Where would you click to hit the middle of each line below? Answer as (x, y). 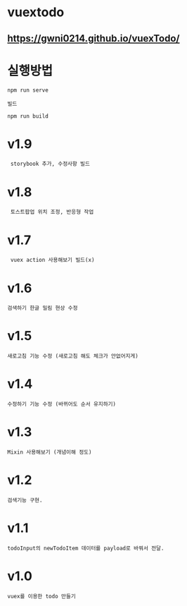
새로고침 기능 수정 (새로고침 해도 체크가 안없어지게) (73, 356)
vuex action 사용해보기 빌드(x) (52, 260)
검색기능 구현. (25, 501)
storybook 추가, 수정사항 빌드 (50, 164)
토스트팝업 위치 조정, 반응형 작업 (52, 212)
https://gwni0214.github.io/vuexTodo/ (93, 38)
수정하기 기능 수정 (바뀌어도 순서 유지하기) (62, 404)
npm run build (28, 116)
